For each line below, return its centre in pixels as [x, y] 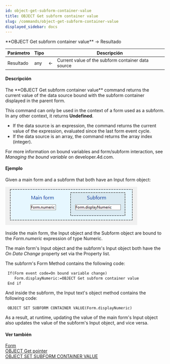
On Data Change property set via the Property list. [58, 253]
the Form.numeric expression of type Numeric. [54, 238]
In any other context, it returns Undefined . [49, 116]
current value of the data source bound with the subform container [75, 95]
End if [14, 283]
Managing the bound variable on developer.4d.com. [60, 157]
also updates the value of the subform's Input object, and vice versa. [77, 323]
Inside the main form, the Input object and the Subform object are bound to [83, 233]
